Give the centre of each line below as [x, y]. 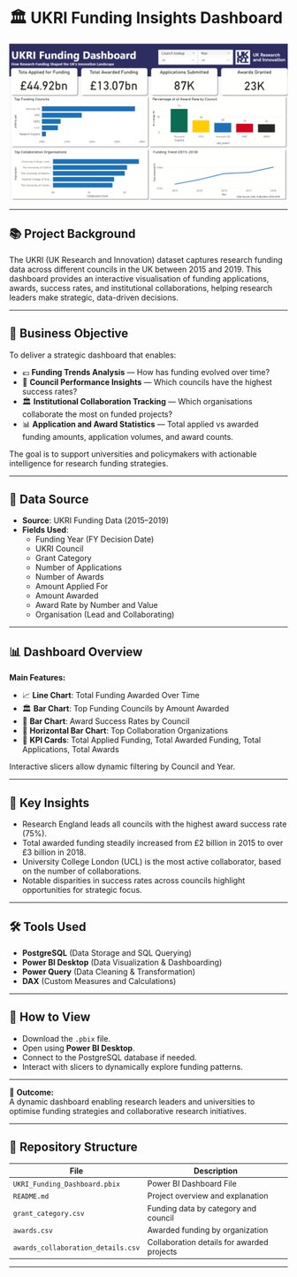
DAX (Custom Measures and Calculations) [99, 981]
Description [216, 1171]
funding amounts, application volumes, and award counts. [128, 436]
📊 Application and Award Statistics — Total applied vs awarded [140, 424]
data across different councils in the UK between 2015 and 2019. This [136, 269]
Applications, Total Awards [70, 750]
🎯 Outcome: [32, 1092]
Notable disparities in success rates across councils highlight [133, 881]
